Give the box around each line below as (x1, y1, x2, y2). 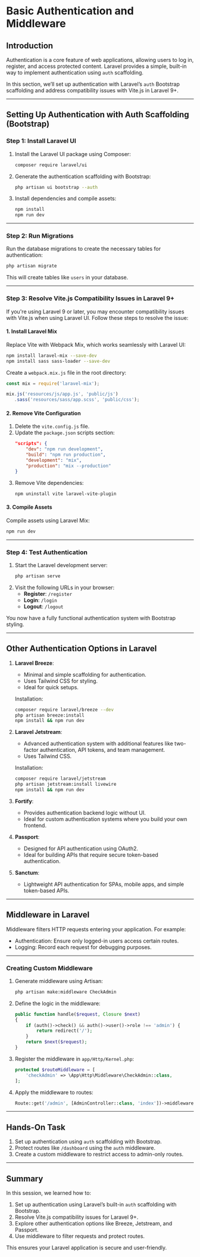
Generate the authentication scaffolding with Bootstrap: (14, 173, 151, 180)
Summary (6, 1174, 43, 1184)
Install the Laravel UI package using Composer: (14, 150, 131, 157)
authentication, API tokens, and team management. (39, 746, 165, 754)
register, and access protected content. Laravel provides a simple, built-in (6, 63, 187, 70)
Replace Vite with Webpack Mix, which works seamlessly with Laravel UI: (6, 341, 186, 348)
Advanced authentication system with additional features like (23, 740, 174, 747)
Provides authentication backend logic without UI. (23, 809, 146, 816)
